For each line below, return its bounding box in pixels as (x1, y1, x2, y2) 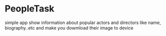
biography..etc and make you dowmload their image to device (5, 24, 134, 30)
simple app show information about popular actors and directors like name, (5, 19, 161, 25)
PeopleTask (5, 3, 55, 14)
